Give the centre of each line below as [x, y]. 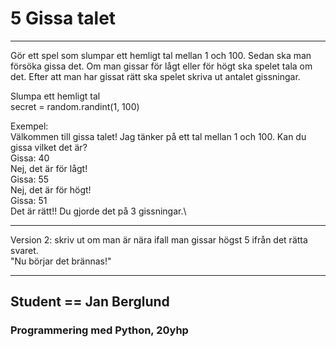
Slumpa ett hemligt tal [55, 96]
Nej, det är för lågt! [49, 168]
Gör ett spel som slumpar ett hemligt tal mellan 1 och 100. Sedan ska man [161, 55]
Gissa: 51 [29, 200]
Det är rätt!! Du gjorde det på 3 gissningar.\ [98, 211]
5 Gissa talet [63, 18]
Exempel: [29, 126]
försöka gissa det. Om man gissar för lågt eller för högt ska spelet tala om [161, 66]
